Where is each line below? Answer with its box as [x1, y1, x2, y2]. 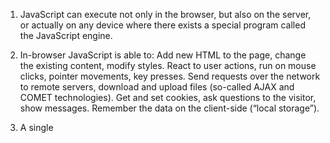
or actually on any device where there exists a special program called [19, 19, 306, 31]
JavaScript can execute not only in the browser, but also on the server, [19, 9, 312, 20]
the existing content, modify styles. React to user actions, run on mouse [19, 60, 317, 71]
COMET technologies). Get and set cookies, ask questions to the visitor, [19, 92, 317, 103]
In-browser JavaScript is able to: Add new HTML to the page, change [19, 49, 307, 61]
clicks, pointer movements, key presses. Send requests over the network [19, 70, 321, 82]
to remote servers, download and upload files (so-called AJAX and [19, 81, 295, 93]
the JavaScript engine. [19, 30, 113, 41]
